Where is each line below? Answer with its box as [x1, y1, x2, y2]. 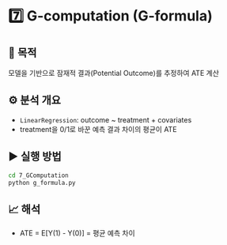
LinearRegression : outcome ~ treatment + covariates [19, 115, 192, 124]
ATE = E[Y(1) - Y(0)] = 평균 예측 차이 [19, 228, 136, 238]
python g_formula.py [8, 179, 77, 187]
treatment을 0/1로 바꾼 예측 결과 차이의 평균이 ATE [19, 124, 177, 134]
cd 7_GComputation [8, 171, 69, 179]
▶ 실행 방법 [8, 150, 62, 164]
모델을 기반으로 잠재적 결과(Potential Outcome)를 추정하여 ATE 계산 [8, 69, 220, 77]
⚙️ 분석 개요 [8, 93, 62, 107]
